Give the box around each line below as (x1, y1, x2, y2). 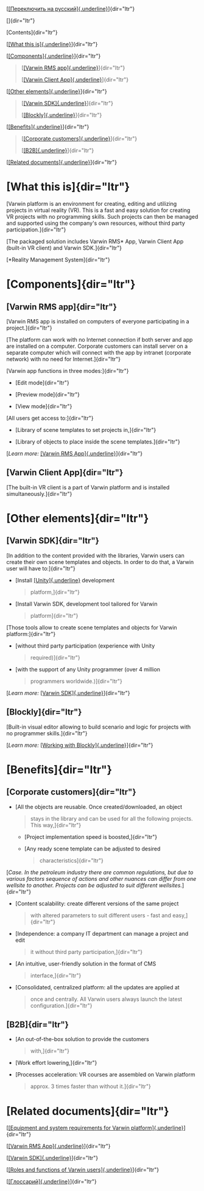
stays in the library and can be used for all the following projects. (30, 815, 193, 822)
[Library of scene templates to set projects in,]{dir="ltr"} (15, 426, 157, 433)
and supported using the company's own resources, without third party (6, 219, 186, 227)
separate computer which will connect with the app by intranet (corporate (6, 348, 192, 356)
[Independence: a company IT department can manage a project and (15, 930, 189, 937)
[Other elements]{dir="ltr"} (6, 511, 149, 525)
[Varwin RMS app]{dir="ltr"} (6, 302, 117, 312)
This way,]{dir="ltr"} (30, 821, 81, 829)
